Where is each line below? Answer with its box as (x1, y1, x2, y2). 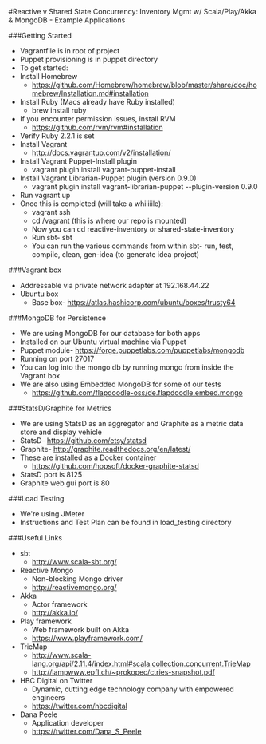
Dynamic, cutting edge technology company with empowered (31, 684, 235, 694)
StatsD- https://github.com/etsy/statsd (19, 436, 147, 445)
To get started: (19, 63, 68, 73)
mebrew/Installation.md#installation (31, 89, 149, 98)
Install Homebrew (19, 72, 78, 81)
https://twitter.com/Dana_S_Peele (31, 726, 142, 736)
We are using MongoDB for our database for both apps (19, 329, 201, 338)
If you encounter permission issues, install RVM (19, 114, 177, 123)
